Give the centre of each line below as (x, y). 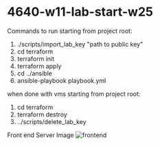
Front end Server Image (41, 135)
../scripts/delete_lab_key (52, 121)
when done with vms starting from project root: (74, 94)
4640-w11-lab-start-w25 (80, 12)
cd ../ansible (35, 73)
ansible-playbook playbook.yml (61, 80)
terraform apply (39, 66)
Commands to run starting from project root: (70, 31)
